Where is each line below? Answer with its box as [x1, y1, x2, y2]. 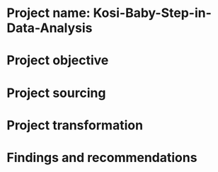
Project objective [6, 52, 109, 69]
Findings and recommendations [6, 149, 197, 166]
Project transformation [6, 117, 143, 133]
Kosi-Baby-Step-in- [93, 5, 212, 21]
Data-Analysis [6, 20, 93, 36]
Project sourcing [6, 85, 106, 101]
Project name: [6, 5, 91, 21]
